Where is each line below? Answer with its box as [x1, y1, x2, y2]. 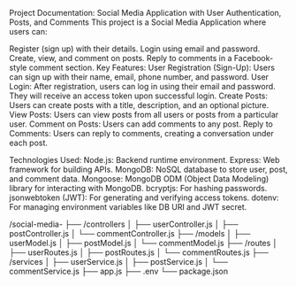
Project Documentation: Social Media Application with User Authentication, [9, 8, 282, 18]
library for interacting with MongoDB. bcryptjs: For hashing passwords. [9, 183, 268, 193]
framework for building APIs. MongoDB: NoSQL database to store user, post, [9, 164, 288, 174]
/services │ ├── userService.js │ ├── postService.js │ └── [9, 257, 228, 267]
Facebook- [233, 53, 274, 63]
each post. [9, 137, 49, 148]
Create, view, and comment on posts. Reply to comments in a [9, 53, 232, 63]
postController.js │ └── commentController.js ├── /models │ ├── [9, 228, 251, 238]
